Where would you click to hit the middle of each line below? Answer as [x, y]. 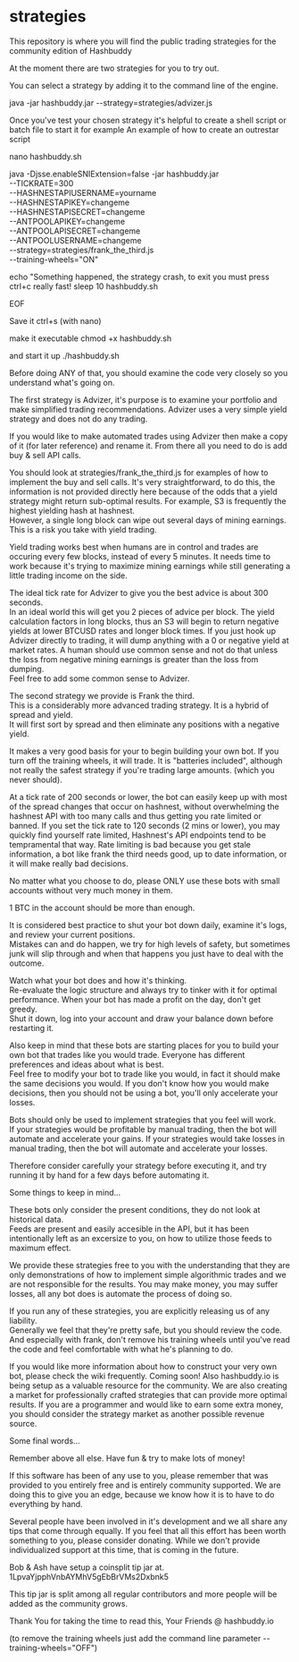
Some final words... [45, 1440]
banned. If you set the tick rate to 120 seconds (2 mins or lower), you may [145, 825]
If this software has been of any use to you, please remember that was [139, 1475]
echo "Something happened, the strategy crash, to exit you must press [139, 277]
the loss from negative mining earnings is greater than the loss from [134, 659]
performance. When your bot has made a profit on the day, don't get [135, 999]
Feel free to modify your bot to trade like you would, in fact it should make [145, 1074]
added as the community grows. [68, 1603]
